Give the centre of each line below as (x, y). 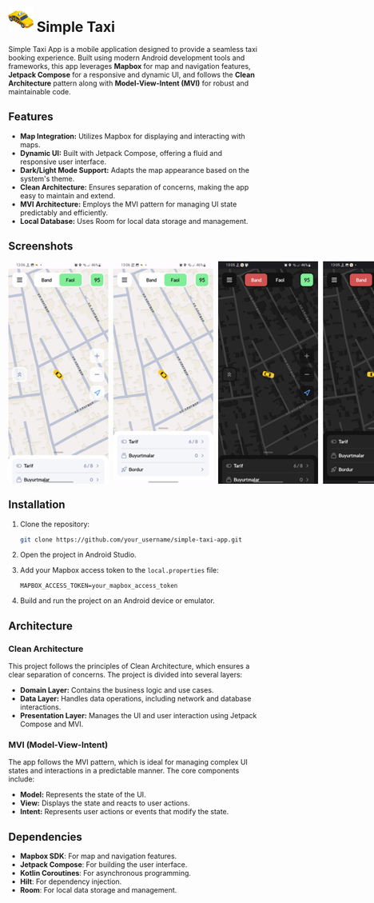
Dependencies (45, 837)
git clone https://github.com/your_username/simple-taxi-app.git (131, 539)
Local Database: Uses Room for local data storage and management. (134, 221)
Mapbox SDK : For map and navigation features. (98, 856)
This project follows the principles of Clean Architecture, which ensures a (129, 666)
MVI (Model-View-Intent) (58, 745)
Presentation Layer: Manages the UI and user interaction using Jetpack (138, 716)
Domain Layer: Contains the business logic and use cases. (117, 690)
